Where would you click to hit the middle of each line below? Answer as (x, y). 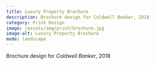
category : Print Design (35, 22)
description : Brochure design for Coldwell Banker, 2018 (78, 17)
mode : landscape (26, 39)
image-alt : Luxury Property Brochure (53, 34)
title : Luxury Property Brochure (47, 12)
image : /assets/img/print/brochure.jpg (55, 28)
